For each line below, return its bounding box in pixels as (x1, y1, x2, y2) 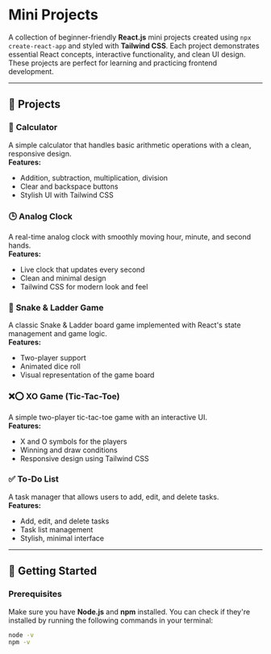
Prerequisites (8, 589, 62, 600)
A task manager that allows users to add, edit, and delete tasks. (8, 492, 219, 502)
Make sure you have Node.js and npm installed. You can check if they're (8, 606, 251, 616)
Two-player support (19, 353, 86, 363)
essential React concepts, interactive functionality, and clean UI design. (8, 49, 246, 59)
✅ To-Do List (8, 473, 59, 485)
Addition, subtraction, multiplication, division (19, 173, 168, 182)
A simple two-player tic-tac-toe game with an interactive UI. (8, 412, 208, 422)
